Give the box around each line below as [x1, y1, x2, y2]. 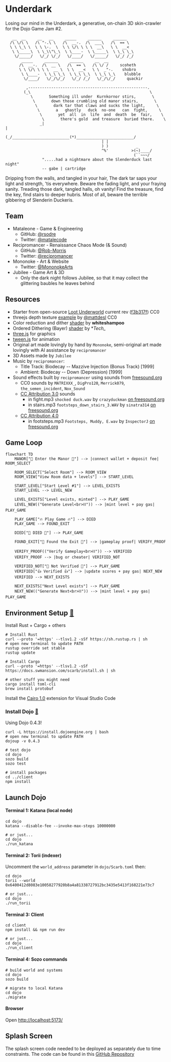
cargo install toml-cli [5, 682, 56, 687]
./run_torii [5, 901, 31, 906]
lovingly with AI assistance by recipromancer [12, 347, 106, 353]
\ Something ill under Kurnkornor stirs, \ [30, 94, 155, 99]
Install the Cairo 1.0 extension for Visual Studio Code [5, 695, 116, 701]
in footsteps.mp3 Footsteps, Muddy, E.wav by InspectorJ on [28, 418, 155, 424]
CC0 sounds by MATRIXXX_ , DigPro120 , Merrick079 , [20, 380, 125, 386]
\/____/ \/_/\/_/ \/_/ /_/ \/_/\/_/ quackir [24, 76, 143, 81]
